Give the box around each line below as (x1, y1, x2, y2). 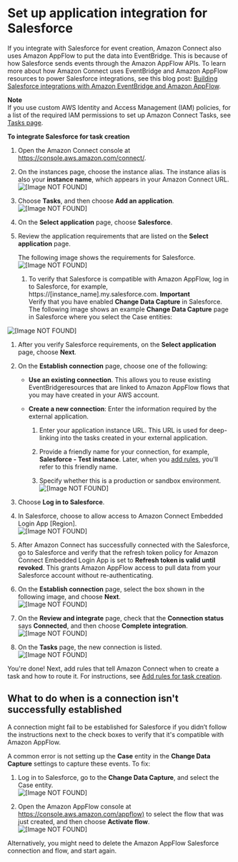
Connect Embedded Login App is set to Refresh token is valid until (17, 556, 216, 564)
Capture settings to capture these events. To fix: (7, 759, 151, 768)
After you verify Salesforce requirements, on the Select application (17, 340, 217, 349)
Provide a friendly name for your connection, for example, (39, 447, 209, 456)
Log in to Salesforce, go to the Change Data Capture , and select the (17, 773, 219, 781)
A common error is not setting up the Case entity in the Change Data (7, 751, 211, 760)
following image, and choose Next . (17, 592, 122, 601)
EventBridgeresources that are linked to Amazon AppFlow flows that (28, 383, 230, 391)
